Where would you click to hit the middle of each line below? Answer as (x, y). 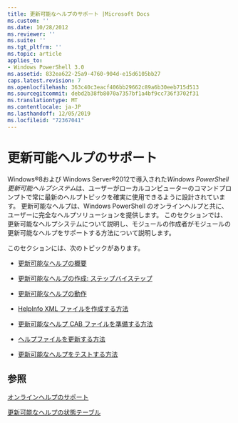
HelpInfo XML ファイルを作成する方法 (73, 309)
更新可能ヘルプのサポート (83, 158)
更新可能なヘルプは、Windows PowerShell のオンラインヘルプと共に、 (124, 206)
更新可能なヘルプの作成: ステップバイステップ (85, 278)
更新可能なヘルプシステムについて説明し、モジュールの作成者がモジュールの (119, 224)
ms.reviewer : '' (31, 34)
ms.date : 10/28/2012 (38, 27)
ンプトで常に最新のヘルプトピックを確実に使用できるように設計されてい (113, 196)
